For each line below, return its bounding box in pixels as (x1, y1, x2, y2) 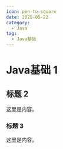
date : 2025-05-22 (6, 14, 49, 20)
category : (6, 20, 31, 25)
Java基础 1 (6, 63, 58, 77)
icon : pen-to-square (6, 8, 57, 15)
